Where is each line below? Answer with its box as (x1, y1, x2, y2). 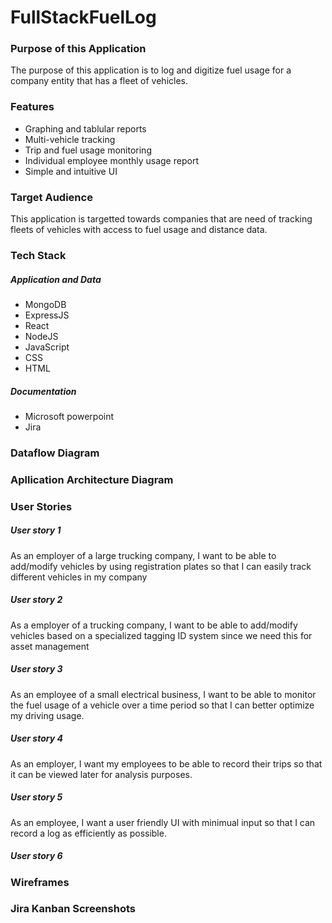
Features (10, 100, 55, 114)
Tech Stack (10, 249, 67, 262)
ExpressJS (24, 309, 70, 321)
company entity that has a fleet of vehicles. (10, 75, 188, 87)
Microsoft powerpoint (24, 410, 115, 422)
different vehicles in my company (10, 571, 148, 583)
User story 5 (10, 791, 63, 803)
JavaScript (24, 341, 70, 353)
